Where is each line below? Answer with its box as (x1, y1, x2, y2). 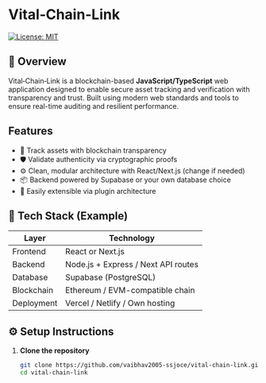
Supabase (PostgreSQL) (64, 272, 156, 283)
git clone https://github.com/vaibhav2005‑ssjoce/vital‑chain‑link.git (19, 362, 262, 369)
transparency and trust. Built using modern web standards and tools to (8, 93, 240, 103)
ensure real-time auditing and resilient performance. (8, 101, 179, 110)
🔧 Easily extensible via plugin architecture (19, 186, 156, 195)
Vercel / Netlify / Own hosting (64, 298, 175, 309)
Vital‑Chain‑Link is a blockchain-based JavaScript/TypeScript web (8, 75, 229, 85)
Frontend (12, 246, 46, 257)
